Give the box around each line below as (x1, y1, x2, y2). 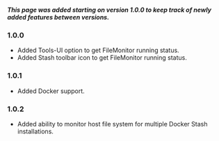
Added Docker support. (17, 87, 85, 95)
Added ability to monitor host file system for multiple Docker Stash (17, 119, 208, 128)
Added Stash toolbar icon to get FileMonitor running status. (17, 53, 188, 62)
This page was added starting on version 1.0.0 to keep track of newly (7, 6, 212, 14)
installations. (17, 127, 54, 135)
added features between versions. (7, 13, 110, 21)
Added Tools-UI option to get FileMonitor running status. (17, 46, 179, 55)
